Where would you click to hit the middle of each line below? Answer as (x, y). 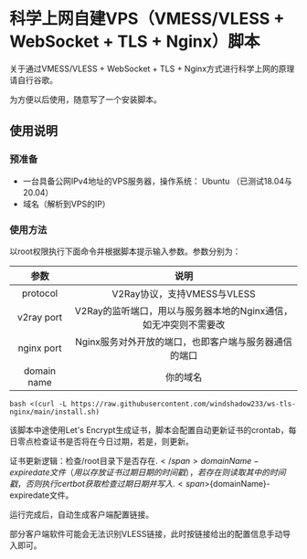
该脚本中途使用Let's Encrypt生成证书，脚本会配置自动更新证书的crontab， (149, 429)
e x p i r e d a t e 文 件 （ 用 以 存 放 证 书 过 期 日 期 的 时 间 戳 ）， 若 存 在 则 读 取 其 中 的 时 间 (148, 472)
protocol (40, 293)
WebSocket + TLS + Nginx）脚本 (135, 42)
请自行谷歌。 (33, 79)
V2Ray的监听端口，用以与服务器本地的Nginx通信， (184, 311)
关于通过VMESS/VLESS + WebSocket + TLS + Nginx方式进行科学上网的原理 (152, 69)
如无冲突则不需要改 (184, 324)
